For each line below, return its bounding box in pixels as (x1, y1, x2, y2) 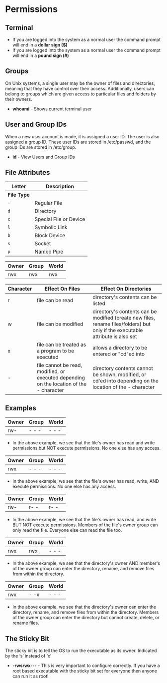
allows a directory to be (92, 344, 148, 351)
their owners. (5, 96, 32, 102)
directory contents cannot (92, 365, 153, 372)
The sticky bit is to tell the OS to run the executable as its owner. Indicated (5, 648, 157, 654)
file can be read (36, 297, 74, 304)
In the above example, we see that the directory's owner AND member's (12, 560, 161, 566)
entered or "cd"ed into (92, 350, 145, 357)
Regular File (34, 200, 63, 207)
